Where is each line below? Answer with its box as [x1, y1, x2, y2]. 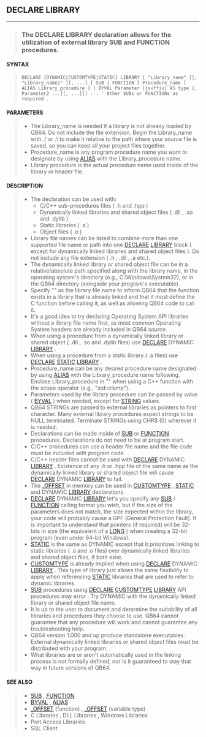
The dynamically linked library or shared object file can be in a [30, 260, 188, 268]
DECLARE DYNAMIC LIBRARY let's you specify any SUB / [30, 495, 176, 502]
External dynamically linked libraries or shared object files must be [30, 638, 199, 646]
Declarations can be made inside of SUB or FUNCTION [30, 430, 170, 437]
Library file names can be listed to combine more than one [30, 235, 178, 242]
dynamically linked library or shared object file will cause [30, 469, 174, 477]
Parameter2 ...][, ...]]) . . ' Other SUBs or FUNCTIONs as [21, 90, 178, 97]
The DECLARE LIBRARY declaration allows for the [21, 30, 172, 39]
